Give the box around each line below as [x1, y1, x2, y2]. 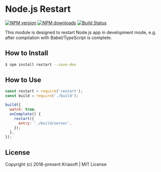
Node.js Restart [5, 3, 71, 15]
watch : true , [9, 107, 37, 112]
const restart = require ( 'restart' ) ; [5, 89, 83, 94]
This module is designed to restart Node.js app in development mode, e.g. [5, 29, 157, 35]
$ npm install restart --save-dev [5, 62, 77, 67]
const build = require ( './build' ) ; [5, 93, 79, 98]
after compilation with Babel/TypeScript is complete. [5, 35, 112, 41]
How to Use [5, 76, 42, 85]
